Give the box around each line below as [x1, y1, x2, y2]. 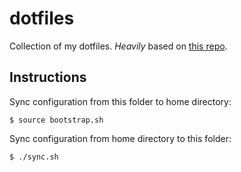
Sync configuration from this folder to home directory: [9, 95, 232, 107]
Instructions [9, 69, 87, 86]
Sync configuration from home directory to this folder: [9, 132, 232, 144]
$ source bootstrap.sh [9, 115, 104, 125]
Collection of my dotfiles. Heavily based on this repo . [9, 40, 228, 52]
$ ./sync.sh [9, 152, 59, 162]
